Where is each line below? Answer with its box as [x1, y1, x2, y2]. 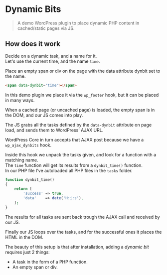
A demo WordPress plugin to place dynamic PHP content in [17, 20, 140, 26]
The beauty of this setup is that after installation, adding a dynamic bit [5, 244, 149, 250]
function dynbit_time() [5, 177, 55, 182]
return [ [14, 186, 32, 191]
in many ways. [5, 97, 35, 103]
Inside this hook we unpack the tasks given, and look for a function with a [5, 151, 157, 157]
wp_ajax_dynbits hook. [5, 142, 52, 148]
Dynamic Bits [5, 3, 61, 15]
